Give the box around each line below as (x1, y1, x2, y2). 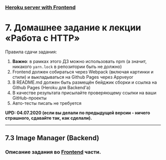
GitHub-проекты (12, 95, 47, 101)
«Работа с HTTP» (5, 32, 80, 44)
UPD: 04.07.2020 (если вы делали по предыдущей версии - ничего (5, 110, 150, 116)
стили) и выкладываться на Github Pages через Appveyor (12, 74, 133, 80)
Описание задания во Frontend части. (5, 149, 101, 156)
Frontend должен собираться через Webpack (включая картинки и (12, 68, 154, 75)
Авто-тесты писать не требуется (12, 100, 82, 106)
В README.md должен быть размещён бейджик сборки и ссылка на (12, 79, 157, 85)
